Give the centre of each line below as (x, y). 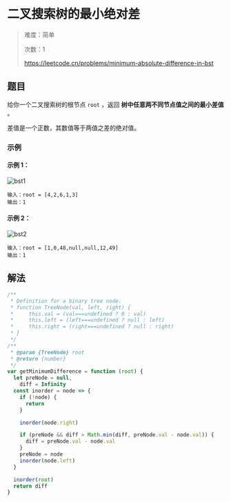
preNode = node (41, 454)
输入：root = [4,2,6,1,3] (43, 195)
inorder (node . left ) (48, 461)
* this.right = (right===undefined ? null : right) (92, 327)
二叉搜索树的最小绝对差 (74, 14)
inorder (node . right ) (49, 423)
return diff (31, 486)
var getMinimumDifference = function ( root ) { (75, 371)
